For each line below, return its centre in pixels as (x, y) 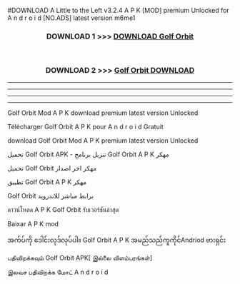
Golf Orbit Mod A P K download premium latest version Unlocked (103, 113)
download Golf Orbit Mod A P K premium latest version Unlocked (103, 140)
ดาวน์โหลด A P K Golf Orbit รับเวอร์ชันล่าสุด (63, 209)
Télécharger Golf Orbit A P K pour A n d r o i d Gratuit (86, 126)
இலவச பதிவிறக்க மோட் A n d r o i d (58, 272)
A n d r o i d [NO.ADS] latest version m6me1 (71, 18)
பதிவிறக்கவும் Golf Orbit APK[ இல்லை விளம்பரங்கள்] (80, 258)
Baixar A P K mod (33, 223)
